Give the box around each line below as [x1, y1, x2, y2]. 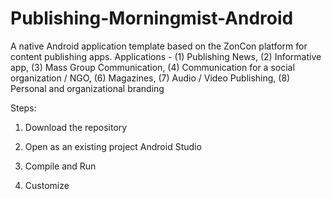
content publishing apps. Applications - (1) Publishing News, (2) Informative [10, 50, 322, 62]
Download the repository [24, 121, 128, 133]
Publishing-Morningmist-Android [10, 7, 294, 30]
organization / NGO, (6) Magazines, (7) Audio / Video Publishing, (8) [10, 72, 291, 84]
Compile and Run [24, 160, 97, 172]
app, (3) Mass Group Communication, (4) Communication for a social [10, 61, 295, 73]
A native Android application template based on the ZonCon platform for [10, 40, 308, 52]
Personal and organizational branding [10, 82, 165, 94]
